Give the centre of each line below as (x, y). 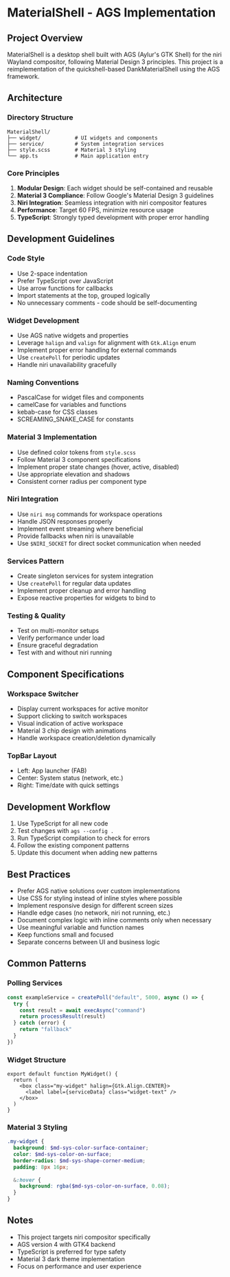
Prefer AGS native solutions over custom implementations (99, 891)
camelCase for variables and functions (72, 405)
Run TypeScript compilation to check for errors (83, 838)
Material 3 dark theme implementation (71, 1258)
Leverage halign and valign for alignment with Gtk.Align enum (106, 342)
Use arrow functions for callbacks (65, 288)
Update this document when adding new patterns (87, 853)
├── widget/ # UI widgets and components (82, 138)
